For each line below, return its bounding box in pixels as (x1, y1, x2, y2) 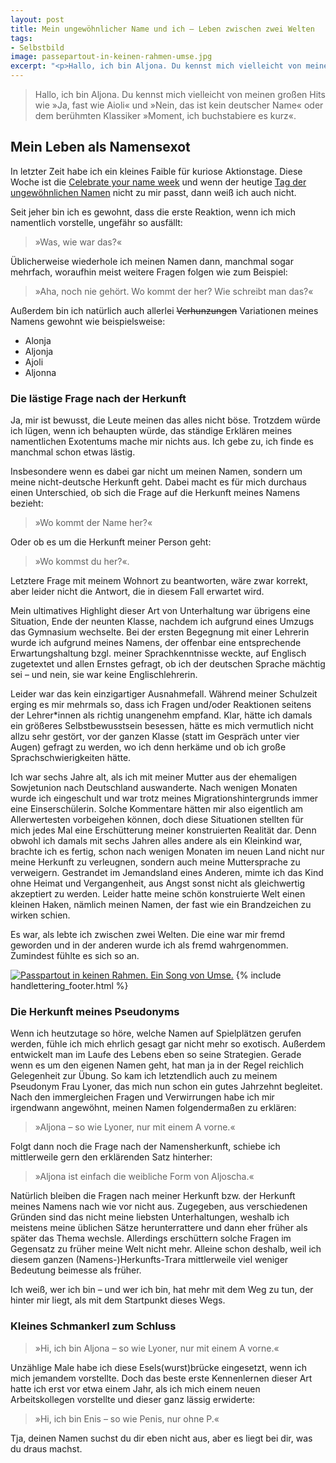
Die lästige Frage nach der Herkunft (10, 391, 187, 405)
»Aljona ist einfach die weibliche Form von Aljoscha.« (34, 1171, 255, 1183)
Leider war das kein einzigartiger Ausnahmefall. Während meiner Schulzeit (10, 688, 318, 700)
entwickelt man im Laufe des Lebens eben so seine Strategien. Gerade (10, 1049, 302, 1061)
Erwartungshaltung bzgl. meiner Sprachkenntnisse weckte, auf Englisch (10, 647, 307, 660)
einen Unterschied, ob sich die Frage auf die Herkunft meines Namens (10, 487, 301, 499)
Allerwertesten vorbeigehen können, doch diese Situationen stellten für (10, 814, 304, 826)
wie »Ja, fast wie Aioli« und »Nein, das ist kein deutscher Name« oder (34, 99, 324, 111)
